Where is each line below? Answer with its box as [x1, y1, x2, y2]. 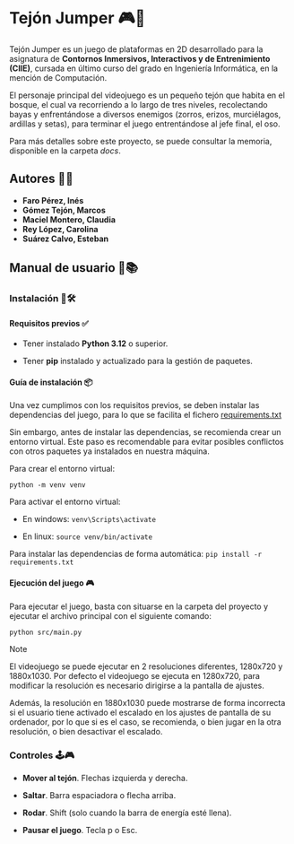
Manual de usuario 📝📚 [9, 260, 139, 275]
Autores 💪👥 [9, 171, 73, 187]
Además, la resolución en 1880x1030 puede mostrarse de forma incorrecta [9, 697, 286, 708]
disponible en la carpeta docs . [9, 145, 121, 156]
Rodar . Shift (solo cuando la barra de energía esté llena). [22, 807, 232, 818]
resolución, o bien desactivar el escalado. [9, 726, 163, 736]
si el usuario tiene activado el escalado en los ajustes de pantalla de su [9, 707, 272, 718]
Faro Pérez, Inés [22, 195, 84, 205]
